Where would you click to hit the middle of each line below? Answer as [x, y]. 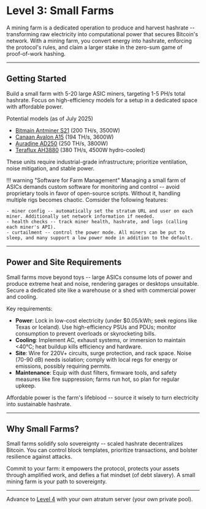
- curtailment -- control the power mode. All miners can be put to [96, 232]
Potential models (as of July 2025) [50, 118]
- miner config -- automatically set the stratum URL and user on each [100, 211]
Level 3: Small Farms [60, 11]
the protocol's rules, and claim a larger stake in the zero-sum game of [94, 47]
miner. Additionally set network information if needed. [81, 216]
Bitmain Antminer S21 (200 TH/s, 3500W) [68, 130]
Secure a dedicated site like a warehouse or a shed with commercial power [101, 290]
